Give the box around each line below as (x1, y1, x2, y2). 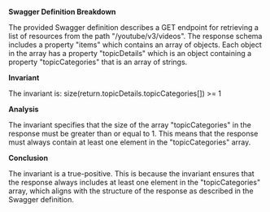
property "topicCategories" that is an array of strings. (8, 57, 188, 67)
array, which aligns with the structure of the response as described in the (8, 186, 254, 196)
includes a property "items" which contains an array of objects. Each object (8, 40, 262, 50)
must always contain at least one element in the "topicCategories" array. (8, 137, 251, 147)
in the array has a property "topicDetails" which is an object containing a (8, 49, 252, 58)
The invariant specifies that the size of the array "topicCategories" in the (8, 120, 252, 129)
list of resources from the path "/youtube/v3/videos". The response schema (8, 32, 263, 41)
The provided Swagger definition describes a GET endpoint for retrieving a (8, 23, 259, 32)
